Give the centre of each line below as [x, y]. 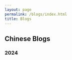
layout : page [18, 10]
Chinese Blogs [28, 39]
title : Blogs [18, 19]
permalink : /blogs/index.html [36, 14]
